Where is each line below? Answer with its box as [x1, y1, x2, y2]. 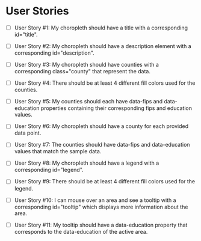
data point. [14, 129, 42, 136]
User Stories [5, 4, 69, 18]
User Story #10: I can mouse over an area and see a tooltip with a [14, 197, 176, 204]
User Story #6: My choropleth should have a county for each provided [14, 123, 189, 130]
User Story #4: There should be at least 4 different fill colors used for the [14, 79, 196, 87]
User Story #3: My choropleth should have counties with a [14, 61, 159, 69]
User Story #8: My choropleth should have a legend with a [14, 159, 159, 166]
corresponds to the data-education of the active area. [14, 228, 148, 235]
